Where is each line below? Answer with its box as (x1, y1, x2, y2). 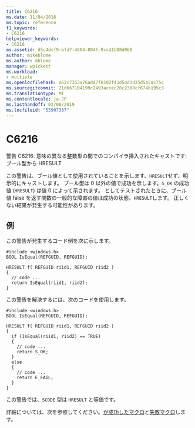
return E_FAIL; (16, 374, 54, 381)
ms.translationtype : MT (6, 91, 65, 96)
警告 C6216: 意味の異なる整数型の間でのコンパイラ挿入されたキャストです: (6, 152, 187, 159)
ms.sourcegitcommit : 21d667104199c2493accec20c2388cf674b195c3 (6, 85, 164, 91)
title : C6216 (6, 8, 38, 15)
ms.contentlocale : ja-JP (6, 96, 67, 102)
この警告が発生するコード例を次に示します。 (6, 238, 114, 245)
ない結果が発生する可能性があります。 (6, 202, 99, 209)
